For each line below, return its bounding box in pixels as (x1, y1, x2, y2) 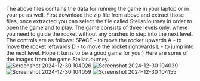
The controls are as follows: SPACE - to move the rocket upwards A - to (6, 37, 182, 43)
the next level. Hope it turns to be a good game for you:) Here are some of (6, 49, 189, 56)
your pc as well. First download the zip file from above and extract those (6, 11, 184, 18)
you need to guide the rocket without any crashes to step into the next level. (6, 30, 193, 38)
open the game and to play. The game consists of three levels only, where (6, 24, 188, 31)
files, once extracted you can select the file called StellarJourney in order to (6, 18, 192, 24)
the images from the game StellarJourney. (6, 56, 109, 63)
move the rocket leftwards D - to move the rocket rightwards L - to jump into (6, 43, 194, 50)
